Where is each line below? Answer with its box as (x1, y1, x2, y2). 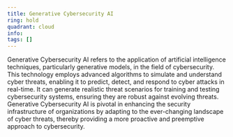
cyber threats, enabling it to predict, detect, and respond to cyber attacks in (7, 78, 225, 86)
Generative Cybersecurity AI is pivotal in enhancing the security (7, 100, 191, 108)
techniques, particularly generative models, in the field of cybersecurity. (7, 63, 215, 71)
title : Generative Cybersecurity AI (7, 10, 114, 17)
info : (7, 29, 23, 37)
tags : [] (7, 36, 33, 43)
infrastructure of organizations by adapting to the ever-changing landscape (7, 108, 224, 116)
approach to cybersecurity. (7, 122, 85, 131)
